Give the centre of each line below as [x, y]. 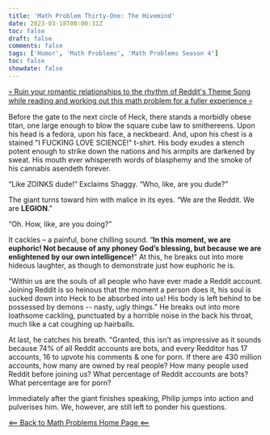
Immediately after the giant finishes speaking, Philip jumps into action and [131, 398]
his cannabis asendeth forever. [60, 168]
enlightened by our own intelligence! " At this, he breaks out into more [126, 256]
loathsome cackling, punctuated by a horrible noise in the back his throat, [131, 315]
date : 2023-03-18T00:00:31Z [56, 23]
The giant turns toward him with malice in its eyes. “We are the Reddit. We [131, 200]
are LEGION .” [30, 208]
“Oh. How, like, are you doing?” [60, 224]
